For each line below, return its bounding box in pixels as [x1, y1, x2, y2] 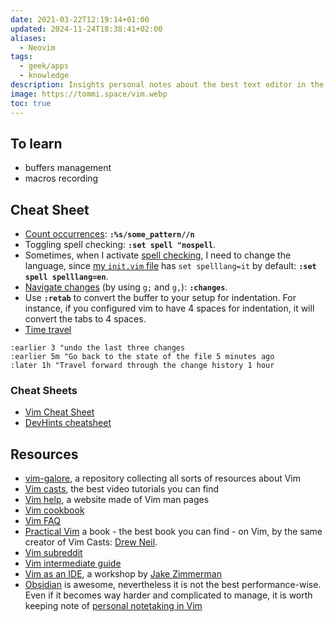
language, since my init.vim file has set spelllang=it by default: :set [24, 260, 317, 272]
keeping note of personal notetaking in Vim [24, 600, 203, 612]
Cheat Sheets [10, 384, 78, 398]
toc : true [10, 98, 52, 108]
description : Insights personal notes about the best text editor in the [10, 80, 325, 90]
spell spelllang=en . [24, 271, 109, 283]
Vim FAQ [24, 515, 61, 527]
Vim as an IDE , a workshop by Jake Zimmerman [24, 568, 222, 580]
